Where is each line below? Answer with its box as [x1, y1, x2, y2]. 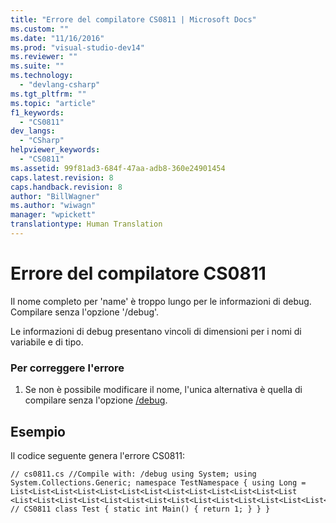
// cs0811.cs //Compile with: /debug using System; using [10, 469, 257, 479]
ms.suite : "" [10, 61, 65, 71]
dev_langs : [10, 126, 56, 136]
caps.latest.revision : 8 [10, 172, 114, 183]
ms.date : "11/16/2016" [10, 33, 105, 43]
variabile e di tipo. [10, 336, 84, 348]
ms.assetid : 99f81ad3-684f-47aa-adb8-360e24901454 [10, 163, 226, 173]
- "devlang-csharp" [19, 80, 101, 90]
